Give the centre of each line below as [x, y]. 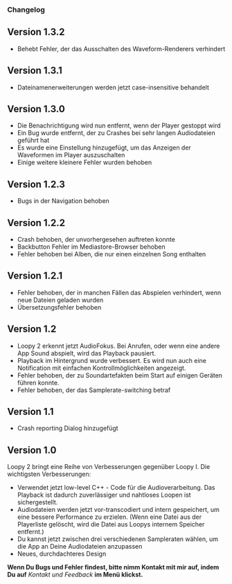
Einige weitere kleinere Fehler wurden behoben [84, 162]
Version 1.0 [32, 450]
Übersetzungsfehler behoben [59, 307]
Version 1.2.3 [36, 184]
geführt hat [33, 141]
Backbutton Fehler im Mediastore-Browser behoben [91, 247]
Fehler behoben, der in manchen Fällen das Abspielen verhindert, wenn [119, 292]
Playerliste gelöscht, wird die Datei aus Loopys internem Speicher [111, 524]
